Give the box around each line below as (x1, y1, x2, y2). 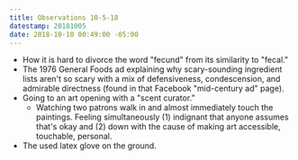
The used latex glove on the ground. (22, 140, 158, 151)
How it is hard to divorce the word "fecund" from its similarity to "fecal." (22, 55, 289, 66)
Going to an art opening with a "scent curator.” (22, 93, 195, 103)
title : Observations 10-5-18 (9, 13, 119, 22)
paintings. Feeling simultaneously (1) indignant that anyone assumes (35, 111, 290, 122)
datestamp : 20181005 (9, 22, 87, 31)
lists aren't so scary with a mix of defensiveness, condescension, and (22, 74, 281, 84)
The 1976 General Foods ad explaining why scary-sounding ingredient (22, 64, 283, 75)
